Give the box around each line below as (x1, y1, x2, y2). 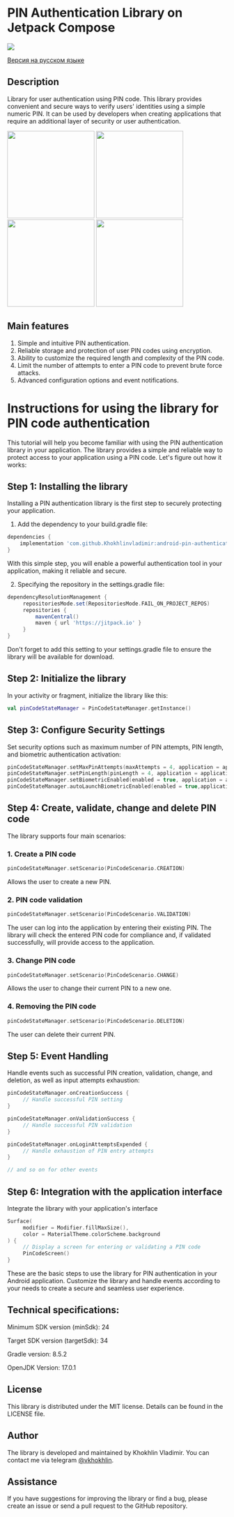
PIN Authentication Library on (7, 5, 183, 21)
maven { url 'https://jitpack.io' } (35, 620, 141, 627)
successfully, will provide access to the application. (7, 939, 155, 947)
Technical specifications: (7, 1304, 120, 1316)
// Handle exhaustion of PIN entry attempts (22, 1147, 155, 1154)
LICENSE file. (7, 1410, 45, 1418)
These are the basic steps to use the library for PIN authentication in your (7, 1269, 218, 1278)
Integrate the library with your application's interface (7, 1204, 158, 1212)
